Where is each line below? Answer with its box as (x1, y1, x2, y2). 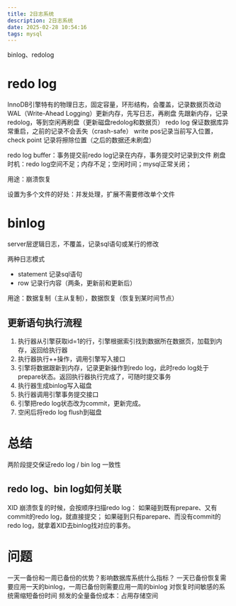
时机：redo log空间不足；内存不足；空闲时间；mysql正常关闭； (7, 160, 192, 168)
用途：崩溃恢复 (7, 175, 51, 183)
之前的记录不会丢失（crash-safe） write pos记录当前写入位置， (31, 127, 218, 136)
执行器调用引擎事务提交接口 (17, 390, 99, 399)
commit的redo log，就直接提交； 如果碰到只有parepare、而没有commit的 (7, 512, 221, 521)
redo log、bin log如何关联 (7, 483, 122, 495)
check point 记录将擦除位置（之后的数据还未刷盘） (7, 136, 156, 144)
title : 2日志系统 (7, 10, 55, 18)
